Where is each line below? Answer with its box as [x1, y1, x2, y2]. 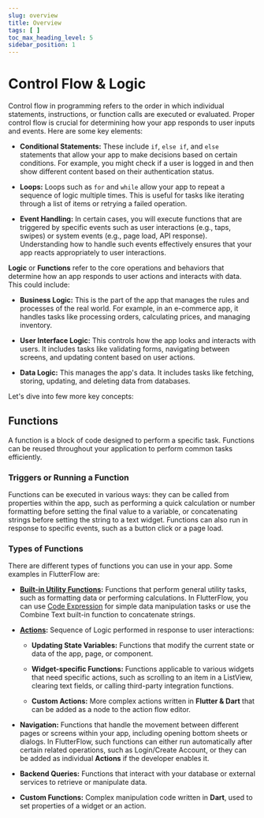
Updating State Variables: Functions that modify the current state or [31, 641, 255, 650]
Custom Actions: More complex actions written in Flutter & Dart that [31, 696, 255, 706]
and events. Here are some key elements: [8, 126, 143, 136]
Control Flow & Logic [8, 75, 147, 93]
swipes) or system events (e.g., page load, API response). [19, 231, 207, 241]
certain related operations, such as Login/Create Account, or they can [19, 745, 247, 755]
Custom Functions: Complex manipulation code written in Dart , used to [19, 793, 254, 802]
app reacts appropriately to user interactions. [19, 248, 167, 258]
